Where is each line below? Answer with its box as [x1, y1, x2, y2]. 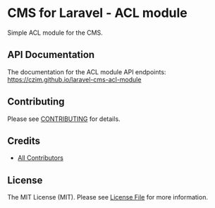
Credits [7, 134, 41, 146]
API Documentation [7, 49, 95, 61]
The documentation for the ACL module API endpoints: [7, 67, 166, 76]
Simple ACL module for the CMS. [7, 28, 104, 37]
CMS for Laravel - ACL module [7, 5, 188, 21]
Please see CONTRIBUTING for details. [7, 115, 121, 123]
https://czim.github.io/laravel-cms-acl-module [7, 75, 142, 83]
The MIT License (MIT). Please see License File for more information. [7, 193, 208, 202]
